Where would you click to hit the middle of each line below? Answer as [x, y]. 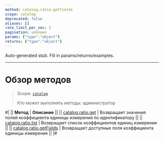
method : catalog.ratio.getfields [39, 10]
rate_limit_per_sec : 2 [28, 28]
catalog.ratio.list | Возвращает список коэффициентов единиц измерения [81, 122]
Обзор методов [38, 80]
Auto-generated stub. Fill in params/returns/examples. [60, 55]
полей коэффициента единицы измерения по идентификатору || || [74, 117]
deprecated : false [24, 19]
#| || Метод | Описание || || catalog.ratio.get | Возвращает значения [76, 112]
